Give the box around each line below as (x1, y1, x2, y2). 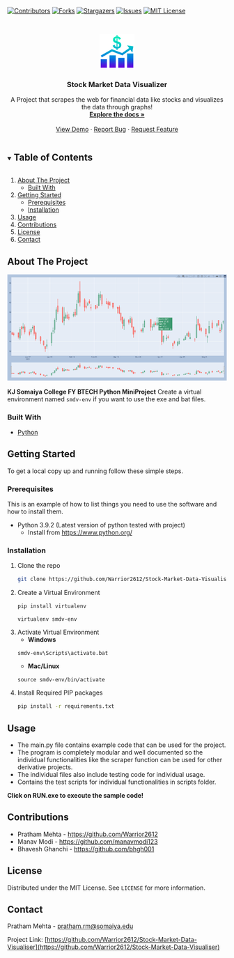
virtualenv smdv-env (17, 616, 77, 623)
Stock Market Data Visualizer (66, 79, 168, 89)
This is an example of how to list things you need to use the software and (7, 500, 217, 509)
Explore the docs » (89, 110, 145, 118)
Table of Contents (13, 151, 93, 163)
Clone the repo (17, 562, 61, 570)
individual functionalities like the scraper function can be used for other (17, 756, 223, 764)
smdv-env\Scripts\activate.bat (17, 650, 109, 657)
